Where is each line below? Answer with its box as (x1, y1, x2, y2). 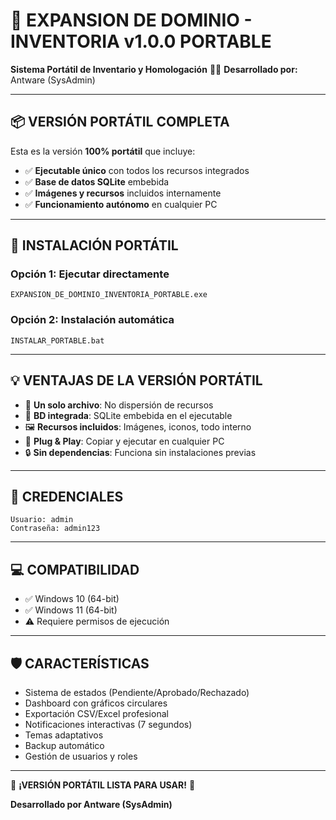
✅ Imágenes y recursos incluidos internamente (24, 187, 222, 199)
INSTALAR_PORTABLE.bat (10, 335, 105, 346)
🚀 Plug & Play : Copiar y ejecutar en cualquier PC (24, 435, 225, 447)
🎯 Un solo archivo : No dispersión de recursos (24, 399, 214, 411)
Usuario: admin (10, 515, 74, 525)
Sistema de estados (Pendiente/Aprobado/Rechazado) (24, 686, 250, 698)
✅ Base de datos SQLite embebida (24, 175, 170, 188)
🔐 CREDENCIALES (10, 488, 124, 505)
